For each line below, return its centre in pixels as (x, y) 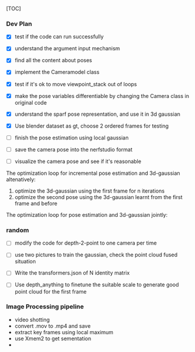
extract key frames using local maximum (64, 332)
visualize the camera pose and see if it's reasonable (78, 161)
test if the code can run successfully (59, 37)
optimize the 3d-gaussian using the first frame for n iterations (90, 191)
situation (25, 262)
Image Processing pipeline (45, 307)
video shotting (32, 320)
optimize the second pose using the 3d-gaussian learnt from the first (99, 197)
